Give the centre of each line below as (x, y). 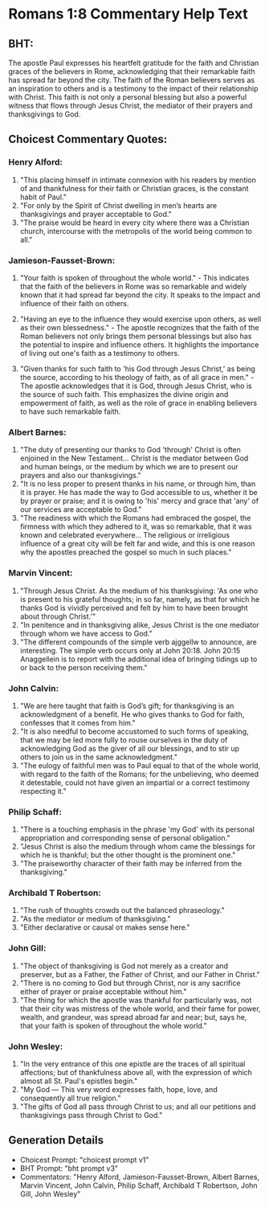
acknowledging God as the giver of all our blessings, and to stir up (129, 748)
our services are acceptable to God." (81, 509)
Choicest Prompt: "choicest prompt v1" (84, 1160)
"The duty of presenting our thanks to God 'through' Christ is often (130, 450)
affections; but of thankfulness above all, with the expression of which (136, 1073)
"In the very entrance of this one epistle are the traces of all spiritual (132, 1064)
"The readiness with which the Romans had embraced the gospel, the (135, 518)
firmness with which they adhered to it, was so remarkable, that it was (136, 526)
